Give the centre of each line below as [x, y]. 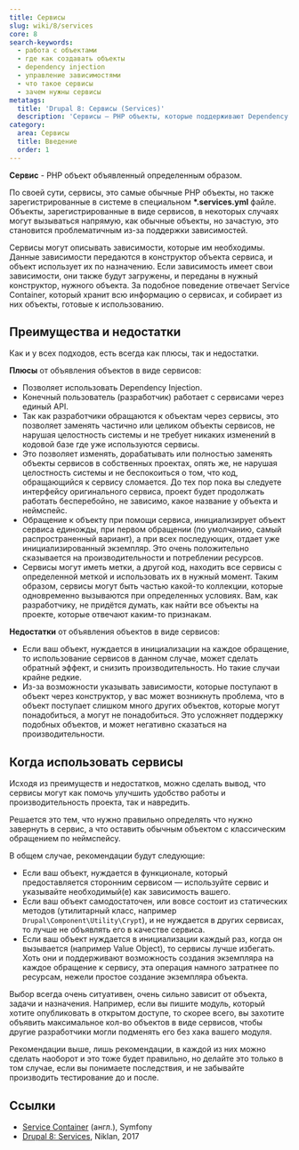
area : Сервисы [43, 133]
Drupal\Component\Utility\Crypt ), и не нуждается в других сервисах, [153, 921]
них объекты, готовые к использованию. [87, 304]
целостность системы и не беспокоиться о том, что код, [130, 473]
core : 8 [24, 34]
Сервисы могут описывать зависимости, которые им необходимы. [137, 247]
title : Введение [47, 141]
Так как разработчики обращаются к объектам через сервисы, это [150, 416]
